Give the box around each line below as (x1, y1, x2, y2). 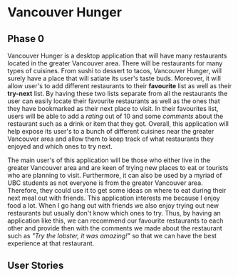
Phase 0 (7, 33, 45, 45)
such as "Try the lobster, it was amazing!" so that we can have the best (7, 232, 217, 240)
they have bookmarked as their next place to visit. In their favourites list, (7, 105, 219, 112)
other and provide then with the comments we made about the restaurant (7, 224, 222, 232)
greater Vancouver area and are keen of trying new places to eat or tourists (7, 164, 229, 171)
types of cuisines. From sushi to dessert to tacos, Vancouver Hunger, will (7, 67, 222, 75)
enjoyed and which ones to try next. (7, 142, 113, 150)
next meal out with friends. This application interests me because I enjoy (7, 193, 220, 202)
